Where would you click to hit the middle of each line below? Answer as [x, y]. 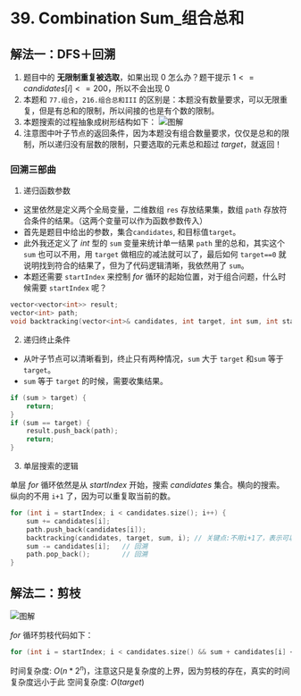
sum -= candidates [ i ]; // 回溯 [87, 546]
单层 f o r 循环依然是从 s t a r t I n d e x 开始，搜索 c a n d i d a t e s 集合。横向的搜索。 [147, 485]
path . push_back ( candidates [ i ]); [86, 529]
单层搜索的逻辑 [50, 466]
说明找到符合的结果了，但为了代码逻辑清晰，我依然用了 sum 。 [136, 265]
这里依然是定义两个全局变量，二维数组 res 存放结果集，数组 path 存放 [151, 210]
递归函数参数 [46, 191]
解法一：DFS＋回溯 [63, 54]
